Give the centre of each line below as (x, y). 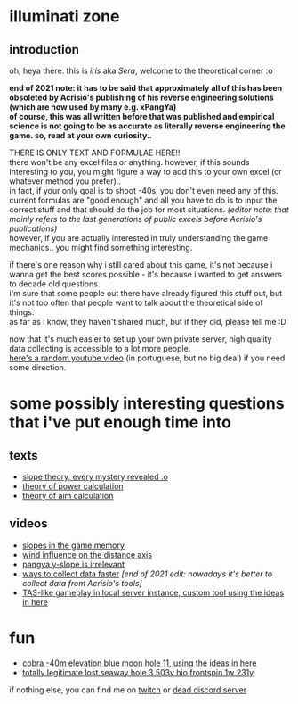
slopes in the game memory (73, 545)
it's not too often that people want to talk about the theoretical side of (137, 302)
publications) (33, 228)
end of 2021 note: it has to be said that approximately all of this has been (146, 88)
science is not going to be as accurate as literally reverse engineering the (148, 126)
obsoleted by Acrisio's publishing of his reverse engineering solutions (141, 97)
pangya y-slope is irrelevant (73, 564)
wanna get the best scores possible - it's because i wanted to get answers (146, 274)
